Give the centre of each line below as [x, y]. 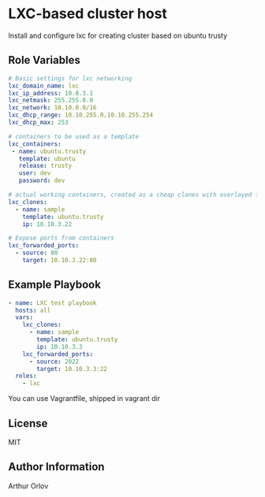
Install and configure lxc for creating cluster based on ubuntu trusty [118, 35]
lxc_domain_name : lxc [44, 86]
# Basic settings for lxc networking [70, 78]
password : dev [42, 181]
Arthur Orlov [28, 486]
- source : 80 [37, 253]
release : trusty [45, 166]
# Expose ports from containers [61, 238]
